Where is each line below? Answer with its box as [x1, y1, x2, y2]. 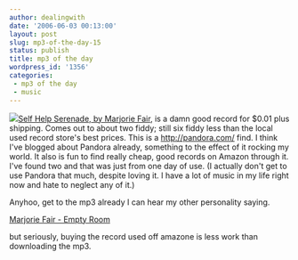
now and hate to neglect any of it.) [9, 179, 135, 190]
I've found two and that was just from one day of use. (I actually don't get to [9, 160, 287, 171]
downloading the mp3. [9, 240, 92, 251]
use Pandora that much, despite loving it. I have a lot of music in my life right [9, 170, 289, 181]
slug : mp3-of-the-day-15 [9, 37, 101, 47]
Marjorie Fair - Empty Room [9, 214, 111, 224]
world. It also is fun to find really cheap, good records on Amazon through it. [9, 150, 289, 161]
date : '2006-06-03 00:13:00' [9, 21, 117, 30]
